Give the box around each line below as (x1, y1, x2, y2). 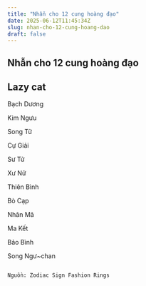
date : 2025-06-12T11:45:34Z (7, 17, 91, 24)
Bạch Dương (7, 100, 44, 108)
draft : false (7, 30, 46, 38)
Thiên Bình (7, 183, 39, 191)
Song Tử (7, 128, 32, 136)
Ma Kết (7, 224, 28, 233)
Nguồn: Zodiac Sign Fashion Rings (7, 272, 110, 279)
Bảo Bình (7, 238, 34, 247)
